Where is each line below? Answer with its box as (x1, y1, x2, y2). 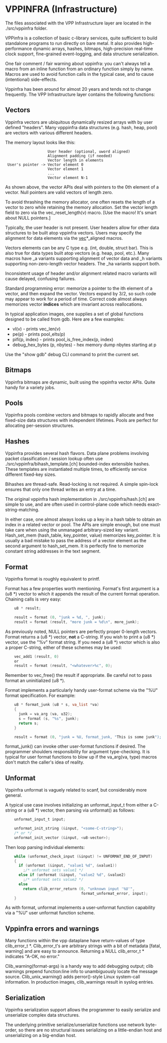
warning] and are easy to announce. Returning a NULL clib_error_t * (5, 948, 145, 954)
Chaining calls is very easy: (5, 596, 61, 602)
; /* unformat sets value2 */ (23, 877, 84, 882)
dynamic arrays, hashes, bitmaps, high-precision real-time (33, 45, 153, 51)
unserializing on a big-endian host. (5, 1033, 76, 1039)
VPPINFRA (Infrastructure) (5, 3, 118, 15)
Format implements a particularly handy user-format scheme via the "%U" (5, 687, 158, 693)
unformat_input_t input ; (14, 817, 66, 822)
